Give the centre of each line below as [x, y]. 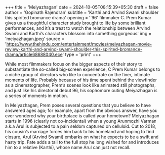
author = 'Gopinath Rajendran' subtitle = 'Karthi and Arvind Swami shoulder [82, 12]
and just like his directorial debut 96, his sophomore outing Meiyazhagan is [81, 90]
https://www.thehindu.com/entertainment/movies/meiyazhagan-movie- [79, 44]
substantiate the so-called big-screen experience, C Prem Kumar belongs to [83, 69]
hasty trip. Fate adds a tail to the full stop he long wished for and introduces [82, 142]
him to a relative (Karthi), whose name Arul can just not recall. [68, 147]
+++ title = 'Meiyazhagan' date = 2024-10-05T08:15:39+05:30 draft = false [82, 7]
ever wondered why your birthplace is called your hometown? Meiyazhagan [82, 116]
